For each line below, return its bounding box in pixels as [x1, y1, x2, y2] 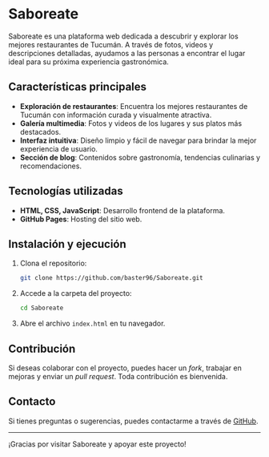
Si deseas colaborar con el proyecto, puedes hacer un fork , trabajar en [8, 362, 242, 373]
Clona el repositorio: [19, 258, 87, 269]
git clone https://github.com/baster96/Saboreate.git [19, 274, 203, 282]
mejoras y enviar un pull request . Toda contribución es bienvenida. [8, 371, 228, 381]
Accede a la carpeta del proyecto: [19, 289, 132, 298]
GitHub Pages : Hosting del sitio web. [19, 214, 143, 224]
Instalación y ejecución [8, 237, 126, 251]
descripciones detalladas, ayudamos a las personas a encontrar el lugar [8, 48, 246, 58]
